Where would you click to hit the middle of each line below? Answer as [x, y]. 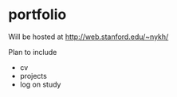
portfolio [37, 15]
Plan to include [33, 52]
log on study [40, 84]
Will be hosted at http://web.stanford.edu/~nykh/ [88, 37]
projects [33, 76]
